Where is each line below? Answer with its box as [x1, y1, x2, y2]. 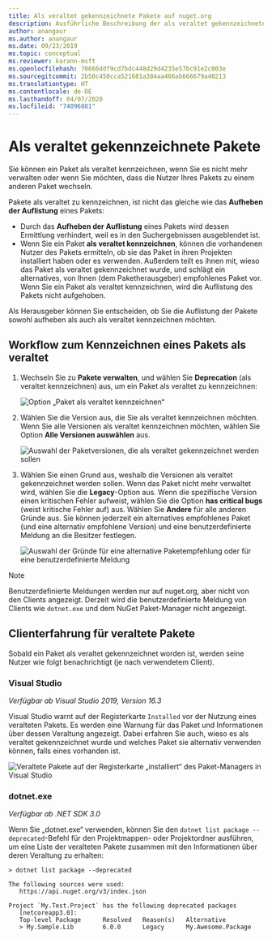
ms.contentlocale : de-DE [8, 87, 92, 96]
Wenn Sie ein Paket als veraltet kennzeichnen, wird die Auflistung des [19, 282, 253, 292]
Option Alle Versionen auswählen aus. [19, 429, 151, 439]
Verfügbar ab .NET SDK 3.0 [8, 809, 101, 819]
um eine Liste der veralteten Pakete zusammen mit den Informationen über [8, 842, 257, 852]
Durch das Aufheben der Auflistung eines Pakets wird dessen [19, 222, 229, 231]
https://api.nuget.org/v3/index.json [19, 888, 147, 896]
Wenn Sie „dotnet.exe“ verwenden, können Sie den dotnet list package [8, 825, 249, 834]
